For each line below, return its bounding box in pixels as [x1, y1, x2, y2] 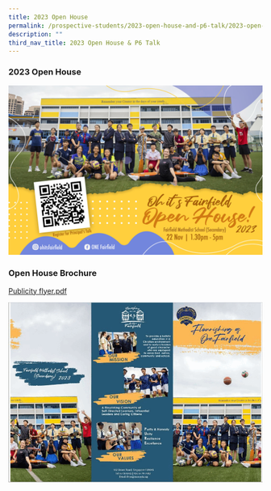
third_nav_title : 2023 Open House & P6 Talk [8, 39, 161, 47]
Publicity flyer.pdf [8, 286, 67, 295]
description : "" [8, 30, 63, 38]
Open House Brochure [8, 268, 98, 279]
